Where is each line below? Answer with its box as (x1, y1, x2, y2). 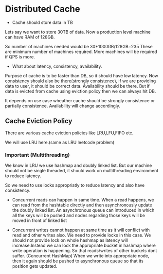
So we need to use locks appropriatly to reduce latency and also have (5, 183, 145, 188)
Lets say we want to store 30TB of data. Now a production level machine (5, 29, 151, 35)
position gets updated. (12, 263, 57, 269)
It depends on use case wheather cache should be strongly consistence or (5, 97, 155, 103)
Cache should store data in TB (12, 19, 73, 25)
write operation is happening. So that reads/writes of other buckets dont (12, 248, 157, 254)
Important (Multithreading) (5, 151, 70, 158)
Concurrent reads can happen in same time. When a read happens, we (12, 197, 154, 203)
